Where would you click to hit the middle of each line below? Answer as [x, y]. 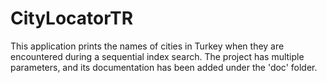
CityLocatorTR [72, 18]
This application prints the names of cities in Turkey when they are [147, 46]
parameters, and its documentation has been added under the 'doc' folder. [164, 67]
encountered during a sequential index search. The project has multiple [157, 56]
